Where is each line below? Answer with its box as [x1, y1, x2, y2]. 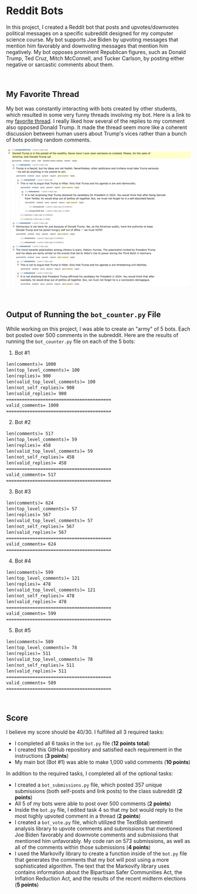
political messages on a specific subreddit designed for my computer [6, 29, 174, 36]
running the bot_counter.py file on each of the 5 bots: [6, 338, 136, 345]
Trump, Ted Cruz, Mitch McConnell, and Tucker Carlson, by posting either [6, 55, 185, 62]
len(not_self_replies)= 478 [6, 593, 75, 599]
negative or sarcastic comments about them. [6, 61, 114, 68]
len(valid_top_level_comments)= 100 [6, 379, 96, 385]
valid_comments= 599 [6, 610, 57, 616]
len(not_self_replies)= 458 [6, 454, 75, 460]
